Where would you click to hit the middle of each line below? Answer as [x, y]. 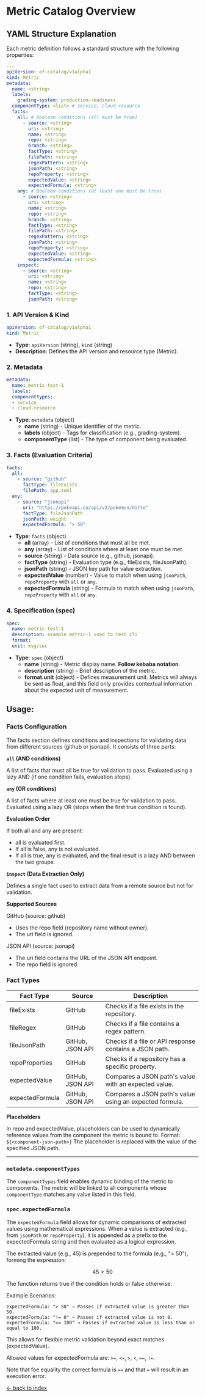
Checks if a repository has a [146, 1058]
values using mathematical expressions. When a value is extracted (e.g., [97, 1228]
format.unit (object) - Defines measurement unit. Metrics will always [111, 677]
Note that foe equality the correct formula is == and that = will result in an [98, 1369]
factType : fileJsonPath [53, 513]
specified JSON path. [33, 1148]
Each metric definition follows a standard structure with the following [93, 48]
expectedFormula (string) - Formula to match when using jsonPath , [110, 588]
